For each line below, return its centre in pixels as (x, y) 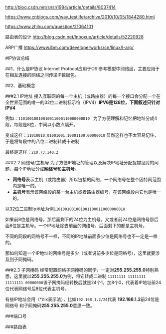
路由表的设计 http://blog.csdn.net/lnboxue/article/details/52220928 (74, 37)
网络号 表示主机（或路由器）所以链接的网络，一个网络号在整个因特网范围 (86, 179)
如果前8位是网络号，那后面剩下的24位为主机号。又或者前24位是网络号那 (80, 219)
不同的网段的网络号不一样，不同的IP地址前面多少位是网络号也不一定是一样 (82, 236)
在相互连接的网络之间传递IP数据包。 (42, 75)
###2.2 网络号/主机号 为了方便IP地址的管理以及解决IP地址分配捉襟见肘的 (80, 163)
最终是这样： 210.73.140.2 (32, 152)
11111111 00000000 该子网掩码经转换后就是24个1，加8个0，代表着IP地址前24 (83, 282)
